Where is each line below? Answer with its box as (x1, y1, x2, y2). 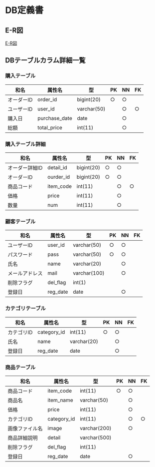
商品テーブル (5, 364, 36, 371)
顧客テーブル (5, 218, 36, 225)
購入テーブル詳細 (5, 140, 46, 147)
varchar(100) (73, 270, 105, 277)
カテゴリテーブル (5, 305, 46, 312)
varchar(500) (79, 434, 112, 441)
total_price (37, 124, 62, 131)
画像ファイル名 (7, 425, 43, 432)
